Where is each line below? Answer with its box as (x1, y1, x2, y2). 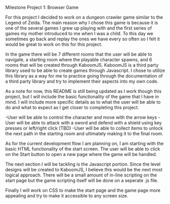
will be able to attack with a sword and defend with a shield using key (16, 120, 162, 125)
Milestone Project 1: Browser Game (5, 5, 79, 10)
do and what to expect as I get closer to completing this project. (5, 105, 139, 110)
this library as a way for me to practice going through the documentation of (5, 73, 163, 79)
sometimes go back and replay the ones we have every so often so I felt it (5, 36, 160, 42)
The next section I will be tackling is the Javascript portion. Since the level (5, 161, 161, 167)
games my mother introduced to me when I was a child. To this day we (5, 31, 154, 36)
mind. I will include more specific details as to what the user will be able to (5, 99, 161, 105)
